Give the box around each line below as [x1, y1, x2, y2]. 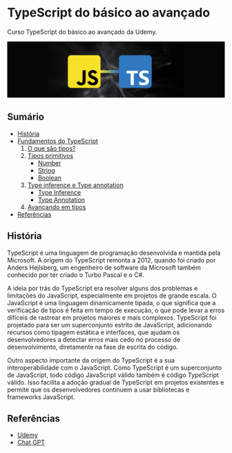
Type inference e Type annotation [27, 181, 124, 189]
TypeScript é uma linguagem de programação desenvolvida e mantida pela [7, 249, 221, 257]
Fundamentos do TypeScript [17, 137, 99, 145]
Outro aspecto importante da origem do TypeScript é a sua [7, 356, 175, 364]
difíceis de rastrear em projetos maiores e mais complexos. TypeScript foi [7, 313, 217, 322]
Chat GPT [17, 438, 46, 447]
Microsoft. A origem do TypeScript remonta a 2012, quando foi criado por [7, 256, 216, 264]
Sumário [7, 111, 45, 123]
